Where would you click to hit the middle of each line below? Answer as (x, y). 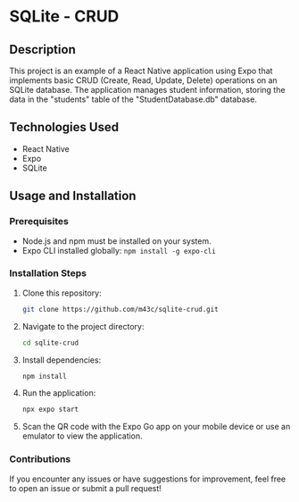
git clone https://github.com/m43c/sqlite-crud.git (120, 309)
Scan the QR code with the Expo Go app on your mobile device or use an (156, 427)
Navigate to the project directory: (83, 326)
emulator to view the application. (82, 436)
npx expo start (50, 410)
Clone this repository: (62, 293)
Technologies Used (64, 127)
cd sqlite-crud (50, 343)
